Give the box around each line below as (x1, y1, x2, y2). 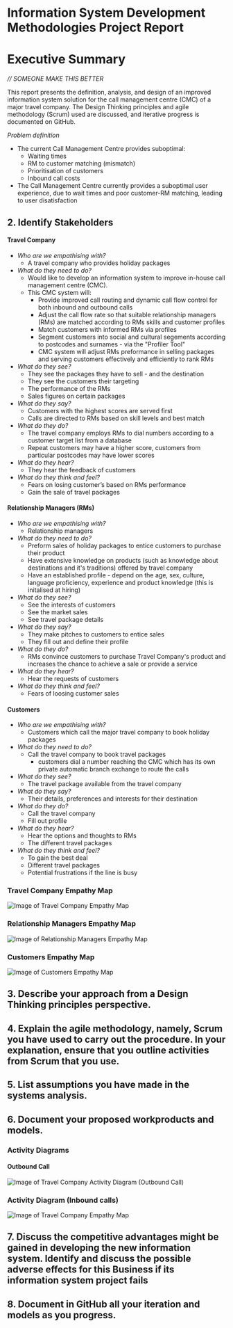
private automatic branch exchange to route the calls (37, 765, 189, 774)
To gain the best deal (27, 854, 88, 862)
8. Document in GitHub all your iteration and (7, 1298, 200, 1310)
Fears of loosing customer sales (27, 689, 119, 697)
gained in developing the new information (7, 1242, 191, 1254)
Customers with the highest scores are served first (27, 406, 173, 415)
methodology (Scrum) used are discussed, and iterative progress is (7, 110, 200, 119)
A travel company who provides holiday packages (27, 259, 171, 267)
